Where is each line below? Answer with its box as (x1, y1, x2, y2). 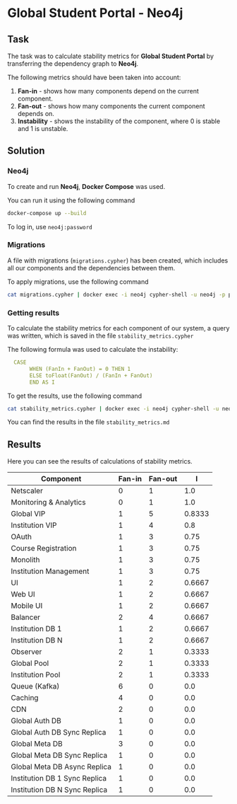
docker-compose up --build (7, 209, 87, 217)
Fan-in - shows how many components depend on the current (17, 87, 200, 95)
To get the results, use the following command (7, 391, 142, 400)
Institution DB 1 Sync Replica (11, 774, 107, 783)
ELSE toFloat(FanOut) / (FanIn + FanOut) (29, 372, 153, 379)
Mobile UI (11, 601, 43, 611)
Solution (7, 145, 45, 157)
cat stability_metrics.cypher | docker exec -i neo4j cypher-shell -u (7, 405, 219, 412)
